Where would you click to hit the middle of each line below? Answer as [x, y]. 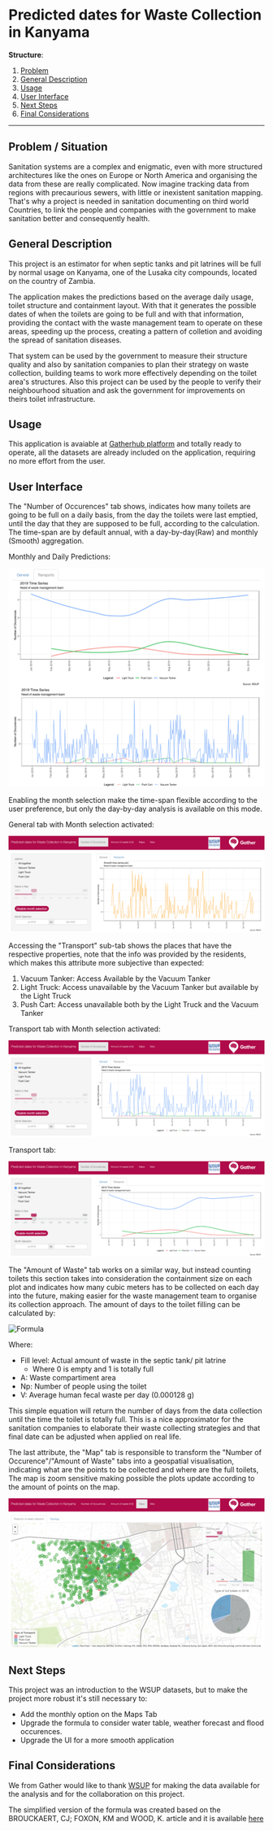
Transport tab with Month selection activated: [84, 1029]
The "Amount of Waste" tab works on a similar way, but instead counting [130, 1270]
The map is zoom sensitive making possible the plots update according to [132, 1479]
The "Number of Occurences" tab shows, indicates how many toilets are [130, 507]
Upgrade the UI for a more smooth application [97, 1740]
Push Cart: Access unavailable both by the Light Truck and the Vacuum [139, 1005]
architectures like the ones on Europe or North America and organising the [133, 175]
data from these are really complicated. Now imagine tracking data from [129, 184]
